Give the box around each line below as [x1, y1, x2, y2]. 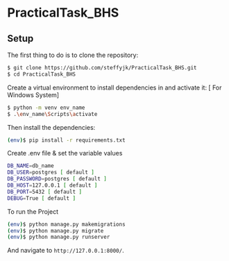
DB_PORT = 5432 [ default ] [7, 188, 82, 195]
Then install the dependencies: [7, 123, 96, 131]
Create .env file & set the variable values [7, 149, 123, 158]
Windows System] [7, 90, 60, 99]
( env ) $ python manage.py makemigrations [7, 221, 126, 228]
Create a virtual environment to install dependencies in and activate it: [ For [7, 83, 222, 92]
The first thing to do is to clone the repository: [7, 51, 139, 59]
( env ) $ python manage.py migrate [7, 227, 104, 234]
